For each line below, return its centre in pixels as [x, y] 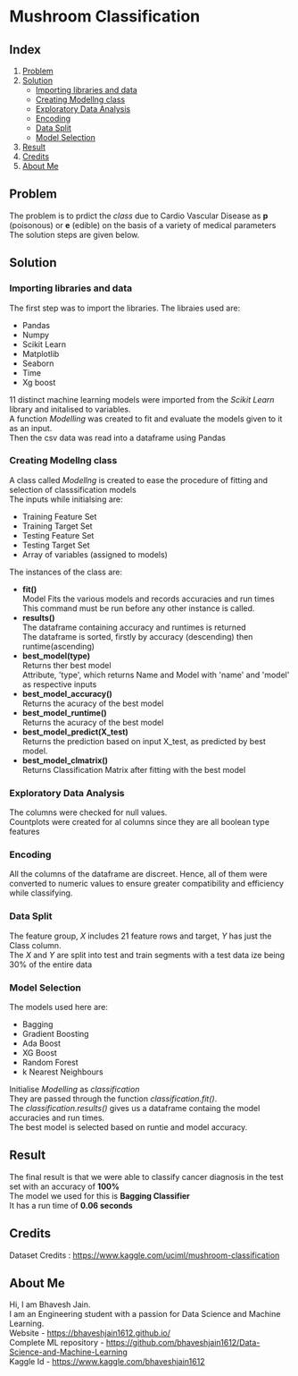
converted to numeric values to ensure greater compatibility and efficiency [146, 884]
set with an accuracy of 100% [65, 1186]
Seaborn [38, 363]
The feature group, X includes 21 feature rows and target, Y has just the [141, 936]
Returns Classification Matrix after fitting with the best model [134, 769]
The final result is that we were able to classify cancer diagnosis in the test [146, 1176]
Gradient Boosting [55, 1033]
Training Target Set [57, 526]
